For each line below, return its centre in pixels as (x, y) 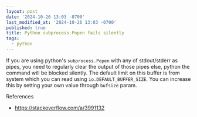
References (20, 96)
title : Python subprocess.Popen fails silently (65, 33)
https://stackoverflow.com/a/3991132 (60, 108)
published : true (26, 28)
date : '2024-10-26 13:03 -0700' (45, 17)
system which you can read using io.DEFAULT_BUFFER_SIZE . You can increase (98, 79)
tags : (13, 38)
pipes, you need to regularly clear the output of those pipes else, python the (98, 66)
